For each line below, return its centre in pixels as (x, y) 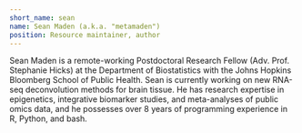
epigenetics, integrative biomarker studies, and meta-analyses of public (144, 99)
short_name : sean (42, 18)
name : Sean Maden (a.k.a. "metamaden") (85, 26)
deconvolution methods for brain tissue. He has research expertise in (155, 90)
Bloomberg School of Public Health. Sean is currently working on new (140, 80)
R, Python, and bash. (49, 118)
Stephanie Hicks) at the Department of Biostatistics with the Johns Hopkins (151, 70)
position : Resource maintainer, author (85, 35)
